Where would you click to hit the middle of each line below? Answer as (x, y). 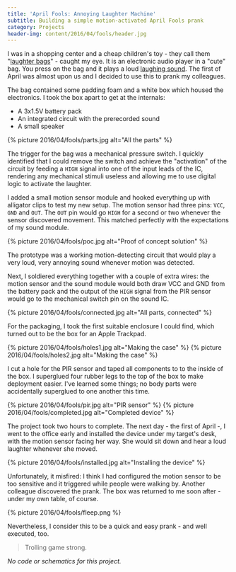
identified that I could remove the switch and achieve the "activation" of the (117, 161)
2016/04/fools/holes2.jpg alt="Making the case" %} (83, 355)
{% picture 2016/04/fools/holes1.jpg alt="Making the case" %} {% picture (114, 348)
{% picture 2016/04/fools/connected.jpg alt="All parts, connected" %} (110, 313)
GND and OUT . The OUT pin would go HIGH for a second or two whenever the (114, 212)
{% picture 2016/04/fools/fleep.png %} (64, 513)
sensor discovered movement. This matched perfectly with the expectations (118, 220)
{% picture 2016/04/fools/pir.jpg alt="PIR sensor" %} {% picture (101, 405)
